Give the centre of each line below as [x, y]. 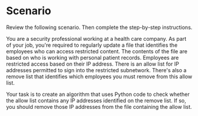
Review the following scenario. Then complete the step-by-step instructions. [99, 27]
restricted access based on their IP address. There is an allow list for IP [92, 64]
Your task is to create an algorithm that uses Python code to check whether [98, 94]
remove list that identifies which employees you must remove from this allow [99, 76]
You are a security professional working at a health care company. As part [96, 38]
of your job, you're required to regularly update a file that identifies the [92, 45]
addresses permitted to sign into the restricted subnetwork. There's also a [96, 70]
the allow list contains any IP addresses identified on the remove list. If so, [96, 100]
